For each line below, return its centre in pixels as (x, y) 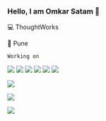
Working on (23, 57)
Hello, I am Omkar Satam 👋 (54, 11)
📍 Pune (18, 44)
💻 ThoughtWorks (33, 27)
